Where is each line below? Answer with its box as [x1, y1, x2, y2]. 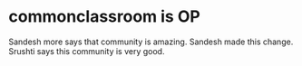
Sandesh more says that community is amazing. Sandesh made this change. [8, 36, 294, 47]
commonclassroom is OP [8, 6, 200, 27]
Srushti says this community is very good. [8, 45, 165, 56]
